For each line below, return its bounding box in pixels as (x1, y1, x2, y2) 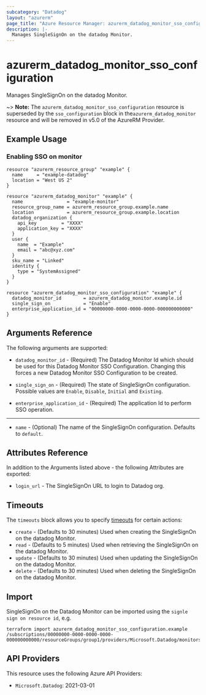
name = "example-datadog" (12, 172, 89, 178)
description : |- (6, 26, 48, 32)
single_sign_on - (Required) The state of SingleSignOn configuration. (15, 381, 191, 388)
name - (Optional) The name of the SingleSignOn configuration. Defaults (15, 423, 196, 431)
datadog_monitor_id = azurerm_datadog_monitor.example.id (12, 295, 183, 301)
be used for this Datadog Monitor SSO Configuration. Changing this (15, 362, 186, 370)
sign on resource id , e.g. (6, 614, 72, 621)
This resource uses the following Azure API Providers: (6, 669, 143, 677)
